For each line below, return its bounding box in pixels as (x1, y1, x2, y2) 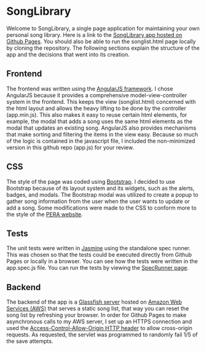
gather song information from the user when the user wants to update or (6, 197, 190, 205)
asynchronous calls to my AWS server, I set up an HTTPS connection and (6, 318, 192, 325)
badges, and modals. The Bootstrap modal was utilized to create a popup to (6, 191, 199, 198)
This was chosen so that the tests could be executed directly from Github (6, 251, 192, 259)
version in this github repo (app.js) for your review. (6, 143, 134, 151)
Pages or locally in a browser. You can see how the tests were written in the (6, 258, 198, 265)
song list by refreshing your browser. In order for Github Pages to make (6, 312, 186, 319)
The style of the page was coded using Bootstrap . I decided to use (6, 178, 175, 185)
